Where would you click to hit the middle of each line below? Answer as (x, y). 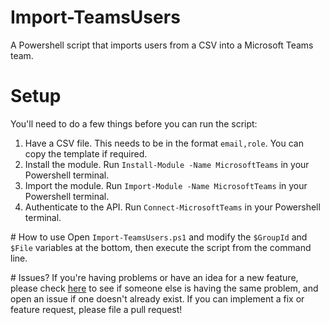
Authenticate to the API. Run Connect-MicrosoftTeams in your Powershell (172, 207)
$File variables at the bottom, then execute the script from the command (161, 247)
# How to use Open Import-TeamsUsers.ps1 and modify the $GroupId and (159, 237)
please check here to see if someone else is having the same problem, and (164, 288)
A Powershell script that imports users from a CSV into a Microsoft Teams (162, 45)
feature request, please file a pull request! (96, 309)
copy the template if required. (86, 153)
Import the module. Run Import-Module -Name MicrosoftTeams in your (166, 185)
